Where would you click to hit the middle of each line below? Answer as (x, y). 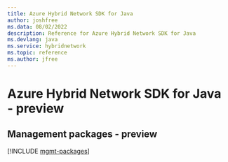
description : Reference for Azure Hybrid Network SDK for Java (102, 33)
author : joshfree (33, 20)
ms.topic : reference (38, 53)
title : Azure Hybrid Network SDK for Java (70, 14)
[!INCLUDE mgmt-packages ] (48, 151)
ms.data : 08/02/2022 (38, 27)
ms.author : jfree (33, 59)
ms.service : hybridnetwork (47, 46)
